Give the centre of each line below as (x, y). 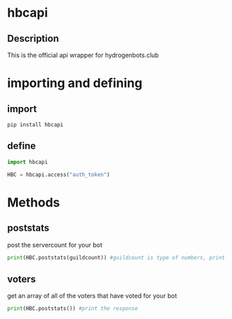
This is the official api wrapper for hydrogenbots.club (83, 55)
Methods (34, 202)
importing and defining (75, 83)
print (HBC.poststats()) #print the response (73, 309)
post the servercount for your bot (55, 245)
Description (33, 39)
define (22, 146)
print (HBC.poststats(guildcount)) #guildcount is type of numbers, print (116, 257)
